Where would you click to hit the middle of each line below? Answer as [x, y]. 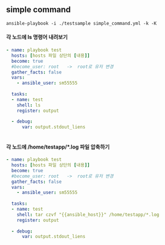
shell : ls [29, 105]
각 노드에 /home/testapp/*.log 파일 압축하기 [58, 147]
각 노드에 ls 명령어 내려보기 [37, 37]
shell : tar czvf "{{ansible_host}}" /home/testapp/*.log [88, 215]
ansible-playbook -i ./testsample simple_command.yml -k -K [82, 23]
